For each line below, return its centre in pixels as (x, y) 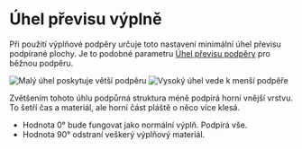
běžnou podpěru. (41, 63)
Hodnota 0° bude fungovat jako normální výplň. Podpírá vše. (135, 125)
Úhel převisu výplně (86, 19)
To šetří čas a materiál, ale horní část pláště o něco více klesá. (125, 107)
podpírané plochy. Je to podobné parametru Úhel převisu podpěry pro (140, 53)
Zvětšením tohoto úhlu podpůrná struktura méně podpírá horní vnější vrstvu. (151, 98)
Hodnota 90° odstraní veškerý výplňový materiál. (114, 134)
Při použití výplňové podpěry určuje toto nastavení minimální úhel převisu (146, 44)
